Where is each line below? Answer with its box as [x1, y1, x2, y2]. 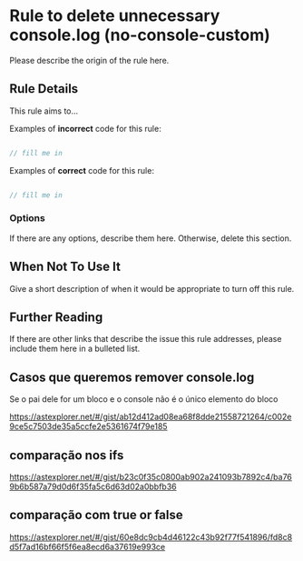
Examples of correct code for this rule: [9, 165, 154, 175]
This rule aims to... [9, 105, 79, 116]
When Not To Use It [9, 259, 121, 275]
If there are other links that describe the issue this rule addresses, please [9, 334, 282, 345]
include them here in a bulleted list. [9, 343, 141, 355]
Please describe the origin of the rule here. [9, 55, 170, 65]
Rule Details [9, 81, 79, 96]
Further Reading [9, 310, 103, 325]
